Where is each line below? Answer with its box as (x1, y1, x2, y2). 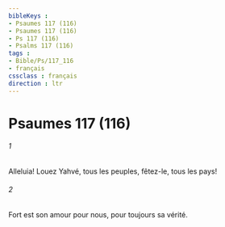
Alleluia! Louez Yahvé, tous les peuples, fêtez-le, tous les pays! (8, 166, 218, 176)
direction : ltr (8, 79, 63, 87)
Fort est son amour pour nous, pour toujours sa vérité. (8, 210, 188, 220)
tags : (8, 49, 31, 57)
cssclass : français (8, 72, 78, 80)
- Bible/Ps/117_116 (8, 57, 74, 65)
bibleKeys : (8, 11, 48, 20)
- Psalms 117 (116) (8, 42, 74, 50)
